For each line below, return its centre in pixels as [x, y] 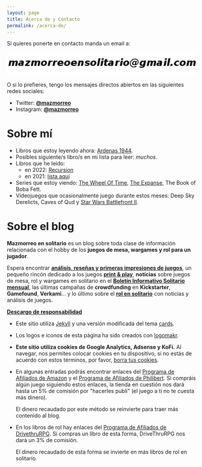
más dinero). [31, 397]
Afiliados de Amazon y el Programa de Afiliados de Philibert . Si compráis [106, 378]
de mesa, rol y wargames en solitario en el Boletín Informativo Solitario [96, 280]
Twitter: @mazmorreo [43, 102]
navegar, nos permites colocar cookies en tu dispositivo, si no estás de [104, 353]
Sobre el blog [41, 227]
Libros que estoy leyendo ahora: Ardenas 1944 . [74, 150]
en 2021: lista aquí [47, 176]
